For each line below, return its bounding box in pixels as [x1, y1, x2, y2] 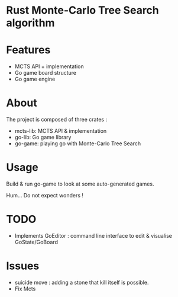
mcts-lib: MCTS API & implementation [14, 127, 107, 135]
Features [6, 43, 51, 57]
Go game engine [14, 75, 56, 83]
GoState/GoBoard [14, 238, 58, 245]
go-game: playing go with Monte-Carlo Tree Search [14, 140, 141, 147]
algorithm [6, 16, 55, 30]
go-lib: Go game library [14, 134, 72, 141]
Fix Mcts [14, 285, 36, 292]
